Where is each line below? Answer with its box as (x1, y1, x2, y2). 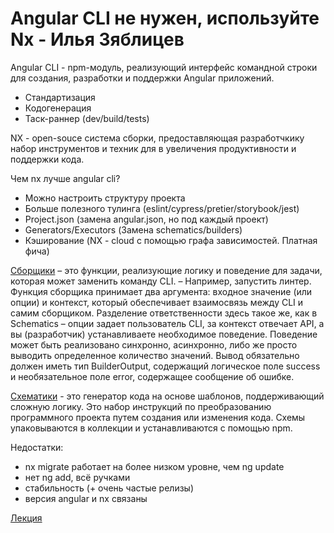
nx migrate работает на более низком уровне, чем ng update (24, 460, 285, 472)
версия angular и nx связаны (24, 492, 148, 504)
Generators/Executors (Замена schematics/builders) (24, 223, 243, 236)
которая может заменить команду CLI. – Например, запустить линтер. (10, 275, 312, 287)
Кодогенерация (24, 102, 92, 114)
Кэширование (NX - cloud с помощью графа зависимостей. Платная (24, 234, 318, 246)
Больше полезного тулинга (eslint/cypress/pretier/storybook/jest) (24, 202, 300, 214)
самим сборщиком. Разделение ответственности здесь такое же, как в (10, 307, 318, 319)
